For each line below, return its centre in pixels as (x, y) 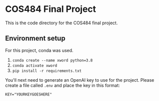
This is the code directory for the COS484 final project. (62, 23)
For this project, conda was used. (39, 50)
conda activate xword (35, 65)
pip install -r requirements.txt (47, 71)
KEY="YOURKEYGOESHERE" (29, 94)
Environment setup (35, 38)
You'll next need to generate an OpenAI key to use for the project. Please (80, 80)
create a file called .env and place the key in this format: (63, 85)
